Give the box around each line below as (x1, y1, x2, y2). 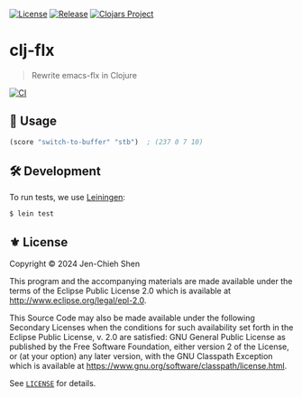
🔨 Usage (9, 114, 57, 129)
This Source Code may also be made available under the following (9, 312, 255, 324)
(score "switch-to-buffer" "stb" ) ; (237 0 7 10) (9, 137, 204, 146)
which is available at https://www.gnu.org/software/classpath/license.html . (9, 361, 288, 372)
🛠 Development (9, 163, 101, 180)
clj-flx (9, 41, 55, 60)
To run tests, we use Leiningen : (9, 192, 126, 203)
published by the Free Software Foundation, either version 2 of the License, (9, 341, 290, 352)
